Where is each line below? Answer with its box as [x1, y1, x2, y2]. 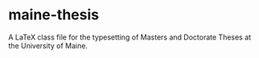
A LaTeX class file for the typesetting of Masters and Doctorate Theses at [8, 32, 252, 42]
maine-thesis [8, 6, 99, 24]
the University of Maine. [8, 40, 88, 50]
